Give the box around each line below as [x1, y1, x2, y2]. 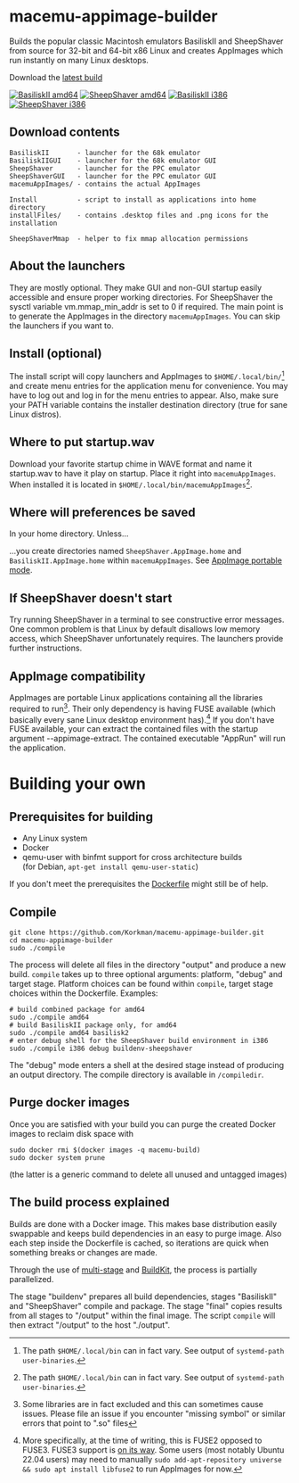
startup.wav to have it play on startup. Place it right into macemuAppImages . [9, 468, 277, 478]
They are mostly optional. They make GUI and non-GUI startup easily [9, 282, 263, 293]
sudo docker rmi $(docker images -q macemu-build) [9, 1145, 201, 1155]
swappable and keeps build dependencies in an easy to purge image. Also [9, 1228, 282, 1239]
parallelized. [9, 1273, 54, 1284]
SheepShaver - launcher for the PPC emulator [9, 163, 201, 173]
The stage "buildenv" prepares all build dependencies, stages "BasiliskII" [9, 1291, 278, 1302]
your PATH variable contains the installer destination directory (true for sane [9, 400, 287, 410]
